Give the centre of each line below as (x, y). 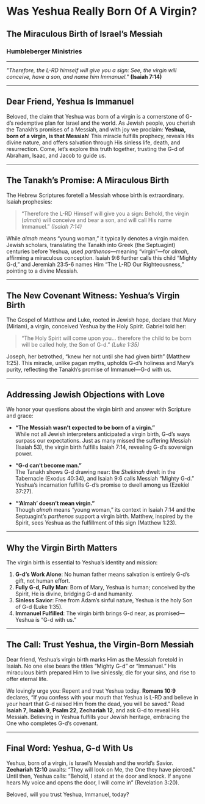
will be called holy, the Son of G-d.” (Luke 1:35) (80, 345)
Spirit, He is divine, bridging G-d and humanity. (74, 594)
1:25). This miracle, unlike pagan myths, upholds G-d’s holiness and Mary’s (100, 363)
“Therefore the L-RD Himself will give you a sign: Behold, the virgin (105, 213)
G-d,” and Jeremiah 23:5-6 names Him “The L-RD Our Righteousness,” (95, 264)
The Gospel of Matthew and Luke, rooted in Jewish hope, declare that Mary (101, 320)
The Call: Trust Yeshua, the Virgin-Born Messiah (100, 645)
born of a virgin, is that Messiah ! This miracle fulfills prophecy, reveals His (100, 136)
